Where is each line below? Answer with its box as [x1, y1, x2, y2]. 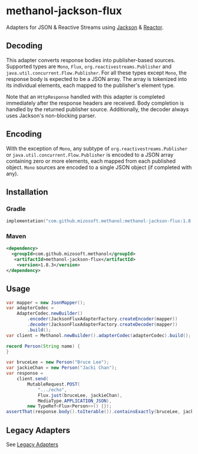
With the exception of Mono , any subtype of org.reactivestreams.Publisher [6, 145, 188, 152]
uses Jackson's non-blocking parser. [6, 112, 96, 119]
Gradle [6, 205, 26, 213]
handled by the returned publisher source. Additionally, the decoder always [6, 105, 189, 113]
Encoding [6, 129, 42, 140]
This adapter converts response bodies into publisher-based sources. [6, 56, 176, 63]
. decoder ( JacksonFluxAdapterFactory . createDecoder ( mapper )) [27, 322, 178, 327]
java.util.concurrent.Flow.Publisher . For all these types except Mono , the [6, 69, 187, 76]
